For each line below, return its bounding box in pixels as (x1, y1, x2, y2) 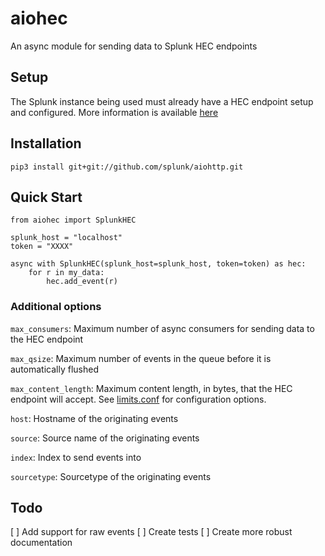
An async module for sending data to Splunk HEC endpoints (10, 40, 258, 52)
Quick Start (10, 188, 83, 206)
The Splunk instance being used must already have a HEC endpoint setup (10, 95, 314, 107)
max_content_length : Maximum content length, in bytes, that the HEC (10, 382, 293, 394)
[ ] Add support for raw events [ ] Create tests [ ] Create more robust (10, 526, 293, 538)
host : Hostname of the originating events (10, 412, 179, 424)
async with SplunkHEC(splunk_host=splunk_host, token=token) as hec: (10, 259, 307, 269)
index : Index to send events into (10, 451, 142, 463)
